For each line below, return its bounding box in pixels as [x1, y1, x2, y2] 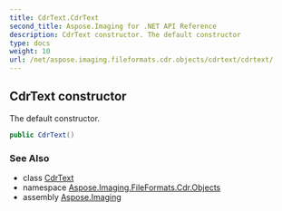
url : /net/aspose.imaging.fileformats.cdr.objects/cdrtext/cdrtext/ [9, 55, 274, 64]
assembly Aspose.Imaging [22, 191, 122, 202]
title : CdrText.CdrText [9, 13, 100, 23]
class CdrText [22, 172, 74, 183]
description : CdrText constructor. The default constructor [9, 30, 242, 39]
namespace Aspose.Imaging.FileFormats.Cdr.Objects [22, 182, 221, 193]
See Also [9, 151, 50, 164]
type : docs [9, 38, 51, 48]
